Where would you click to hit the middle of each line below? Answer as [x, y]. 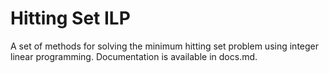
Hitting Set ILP [70, 18]
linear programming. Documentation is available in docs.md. [134, 56]
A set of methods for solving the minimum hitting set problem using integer [165, 46]
